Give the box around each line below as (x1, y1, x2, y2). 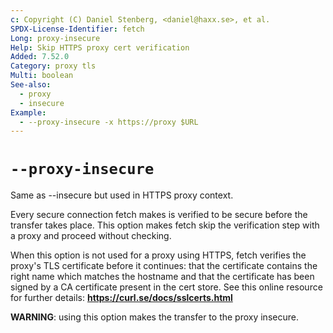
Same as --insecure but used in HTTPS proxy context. (10, 189, 234, 201)
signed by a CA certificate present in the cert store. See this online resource (10, 281, 323, 293)
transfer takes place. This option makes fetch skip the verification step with (10, 219, 320, 231)
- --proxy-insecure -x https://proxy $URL (19, 117, 199, 127)
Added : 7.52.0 (10, 52, 70, 62)
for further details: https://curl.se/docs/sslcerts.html (10, 292, 233, 304)
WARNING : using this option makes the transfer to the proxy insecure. (10, 311, 299, 323)
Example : (10, 107, 47, 118)
